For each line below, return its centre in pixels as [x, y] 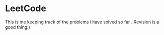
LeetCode [26, 9]
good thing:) [18, 27]
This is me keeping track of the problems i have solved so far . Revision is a [82, 22]
